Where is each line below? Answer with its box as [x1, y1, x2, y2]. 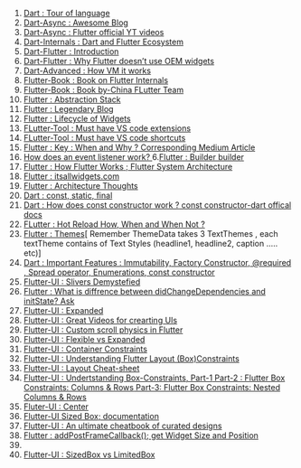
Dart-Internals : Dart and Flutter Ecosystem [23, 36, 184, 47]
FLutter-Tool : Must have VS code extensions [23, 123, 192, 134]
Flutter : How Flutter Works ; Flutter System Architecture [23, 162, 233, 172]
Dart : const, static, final [23, 190, 113, 201]
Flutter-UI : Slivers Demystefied [23, 276, 141, 287]
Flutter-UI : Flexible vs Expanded [23, 334, 146, 344]
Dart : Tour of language [23, 8, 111, 18]
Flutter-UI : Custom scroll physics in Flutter [23, 324, 183, 335]
